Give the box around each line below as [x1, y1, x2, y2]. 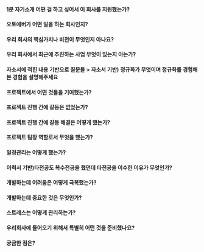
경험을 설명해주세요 [12, 73, 58, 80]
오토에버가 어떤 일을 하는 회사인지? [6, 21, 88, 28]
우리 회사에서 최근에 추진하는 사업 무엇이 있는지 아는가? [6, 51, 136, 58]
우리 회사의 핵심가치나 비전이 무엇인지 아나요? [6, 35, 114, 43]
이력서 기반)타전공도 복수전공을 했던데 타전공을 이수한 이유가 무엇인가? [6, 164, 172, 171]
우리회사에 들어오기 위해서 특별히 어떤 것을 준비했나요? [6, 224, 135, 231]
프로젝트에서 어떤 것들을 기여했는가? [6, 88, 92, 96]
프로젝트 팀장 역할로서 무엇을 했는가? [6, 134, 93, 141]
